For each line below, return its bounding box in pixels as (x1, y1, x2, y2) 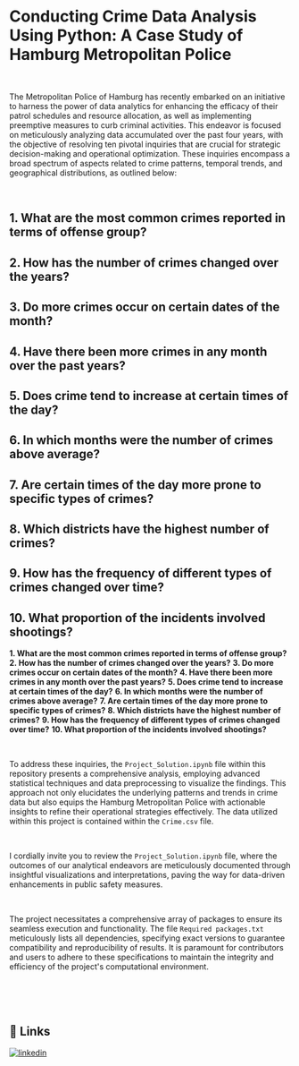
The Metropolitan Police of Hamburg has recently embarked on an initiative (9, 91, 286, 102)
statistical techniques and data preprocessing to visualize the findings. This (9, 778, 287, 789)
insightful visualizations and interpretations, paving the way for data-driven (9, 870, 286, 881)
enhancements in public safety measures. (9, 879, 163, 890)
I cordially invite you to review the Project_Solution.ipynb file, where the (9, 850, 278, 861)
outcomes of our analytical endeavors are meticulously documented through (9, 860, 291, 871)
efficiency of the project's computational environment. (9, 961, 210, 972)
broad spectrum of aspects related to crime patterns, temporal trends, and (9, 158, 283, 168)
